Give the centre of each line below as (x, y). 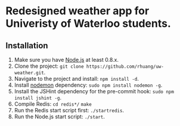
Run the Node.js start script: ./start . (60, 116)
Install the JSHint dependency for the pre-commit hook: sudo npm (94, 91)
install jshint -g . (38, 97)
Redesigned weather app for (77, 11)
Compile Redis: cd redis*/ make (53, 104)
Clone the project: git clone (49, 66)
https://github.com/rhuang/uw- (125, 67)
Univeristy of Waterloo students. (88, 23)
